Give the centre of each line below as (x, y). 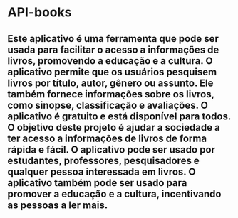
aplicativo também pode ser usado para (97, 183)
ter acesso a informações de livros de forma (107, 138)
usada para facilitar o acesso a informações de (113, 49)
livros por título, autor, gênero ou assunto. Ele (110, 83)
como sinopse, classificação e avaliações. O (108, 105)
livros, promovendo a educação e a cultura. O (110, 61)
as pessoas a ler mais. (58, 205)
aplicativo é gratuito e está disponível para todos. (119, 116)
